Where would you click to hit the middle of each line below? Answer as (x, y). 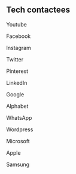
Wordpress (20, 129)
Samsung (18, 164)
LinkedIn (17, 82)
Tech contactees (38, 10)
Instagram (19, 48)
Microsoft (18, 141)
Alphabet (17, 106)
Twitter (15, 59)
